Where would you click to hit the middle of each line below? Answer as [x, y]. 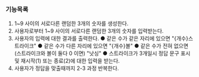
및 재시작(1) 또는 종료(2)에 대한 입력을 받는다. [67, 61]
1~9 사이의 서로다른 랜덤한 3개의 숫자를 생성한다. [71, 24]
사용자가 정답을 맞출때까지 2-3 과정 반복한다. [66, 68]
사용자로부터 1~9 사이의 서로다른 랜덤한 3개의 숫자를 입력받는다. [89, 31]
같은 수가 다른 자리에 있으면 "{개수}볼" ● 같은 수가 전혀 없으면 [116, 46]
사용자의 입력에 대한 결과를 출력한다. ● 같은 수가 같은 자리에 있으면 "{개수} [101, 38]
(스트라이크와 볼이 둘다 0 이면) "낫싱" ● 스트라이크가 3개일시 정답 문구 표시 [102, 53]
